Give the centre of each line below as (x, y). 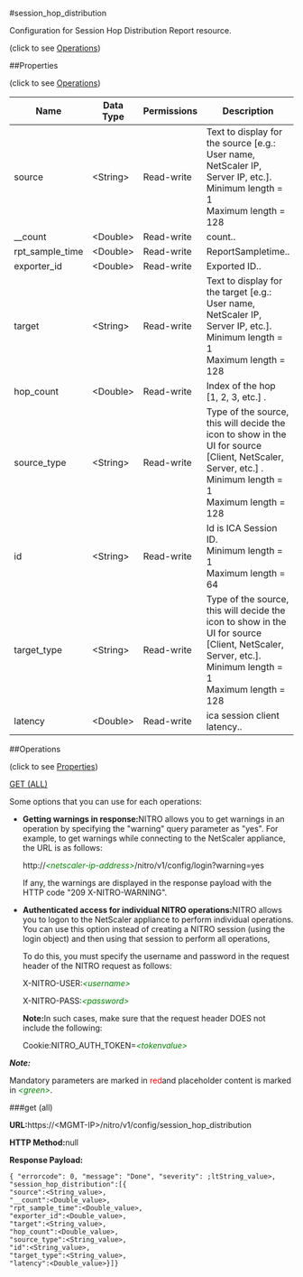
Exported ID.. (234, 266)
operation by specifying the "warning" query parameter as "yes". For (150, 829)
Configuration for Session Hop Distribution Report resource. (120, 30)
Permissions (170, 111)
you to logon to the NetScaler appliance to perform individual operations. (158, 919)
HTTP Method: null (44, 1142)
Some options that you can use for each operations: (106, 802)
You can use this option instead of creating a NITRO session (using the (154, 929)
